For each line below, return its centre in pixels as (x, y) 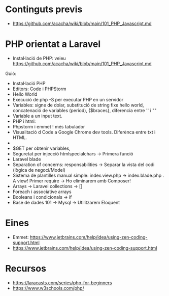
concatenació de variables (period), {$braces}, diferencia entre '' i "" (84, 110)
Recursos (26, 268)
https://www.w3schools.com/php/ (48, 288)
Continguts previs (44, 9)
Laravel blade (27, 159)
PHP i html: (24, 121)
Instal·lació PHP (29, 83)
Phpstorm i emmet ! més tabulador (49, 126)
